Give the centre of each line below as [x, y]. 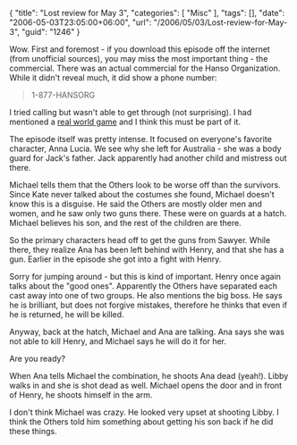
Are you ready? [37, 358]
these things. [34, 431]
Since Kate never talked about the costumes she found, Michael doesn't [142, 194]
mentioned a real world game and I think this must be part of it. [125, 122]
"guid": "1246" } [51, 32]
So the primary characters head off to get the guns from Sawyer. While [140, 240]
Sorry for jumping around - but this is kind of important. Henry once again [145, 277]
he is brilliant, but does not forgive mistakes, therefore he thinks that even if [148, 305]
